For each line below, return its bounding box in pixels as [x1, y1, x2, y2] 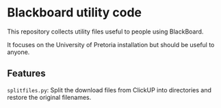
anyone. [7, 48, 30, 56]
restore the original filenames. [7, 93, 92, 101]
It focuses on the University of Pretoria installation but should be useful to [7, 40, 215, 49]
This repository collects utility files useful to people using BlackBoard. [7, 27, 204, 36]
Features [7, 68, 46, 79]
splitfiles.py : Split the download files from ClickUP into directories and [7, 85, 212, 94]
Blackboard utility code [7, 5, 142, 21]
